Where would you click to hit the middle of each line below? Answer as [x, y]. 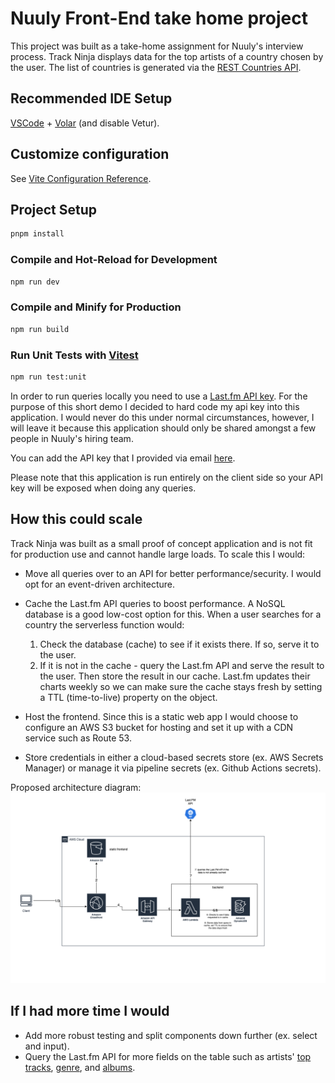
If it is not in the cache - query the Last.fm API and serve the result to [182, 665]
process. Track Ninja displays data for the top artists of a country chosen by [167, 56]
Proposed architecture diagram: [76, 787]
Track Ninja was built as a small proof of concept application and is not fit [161, 543]
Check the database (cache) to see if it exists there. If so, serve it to [179, 644]
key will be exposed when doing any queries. [103, 488]
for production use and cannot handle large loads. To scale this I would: [158, 554]
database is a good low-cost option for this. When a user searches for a [173, 614]
